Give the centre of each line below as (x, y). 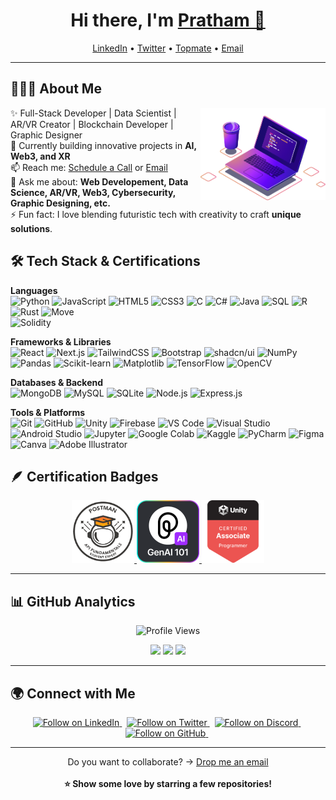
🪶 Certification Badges (84, 476)
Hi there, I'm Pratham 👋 (168, 20)
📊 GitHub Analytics (73, 601)
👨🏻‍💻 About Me (56, 89)
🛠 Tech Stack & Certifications (105, 261)
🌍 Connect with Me (73, 693)
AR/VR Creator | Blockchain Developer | (92, 124)
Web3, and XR (40, 156)
